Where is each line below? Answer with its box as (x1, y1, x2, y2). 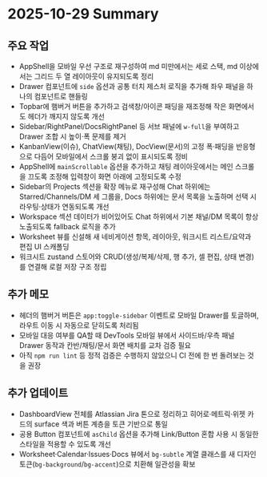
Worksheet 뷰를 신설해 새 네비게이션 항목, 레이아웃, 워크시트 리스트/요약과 (18, 232, 252, 241)
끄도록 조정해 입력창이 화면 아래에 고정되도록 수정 (27, 172, 181, 181)
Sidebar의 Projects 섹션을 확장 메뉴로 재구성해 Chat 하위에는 (18, 182, 211, 191)
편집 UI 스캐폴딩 (18, 242, 70, 251)
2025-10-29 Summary (7, 5, 159, 23)
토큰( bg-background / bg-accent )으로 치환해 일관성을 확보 (18, 459, 196, 469)
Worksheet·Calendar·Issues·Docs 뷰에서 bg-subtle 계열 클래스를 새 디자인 (18, 449, 257, 459)
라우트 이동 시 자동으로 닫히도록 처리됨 (18, 320, 139, 329)
